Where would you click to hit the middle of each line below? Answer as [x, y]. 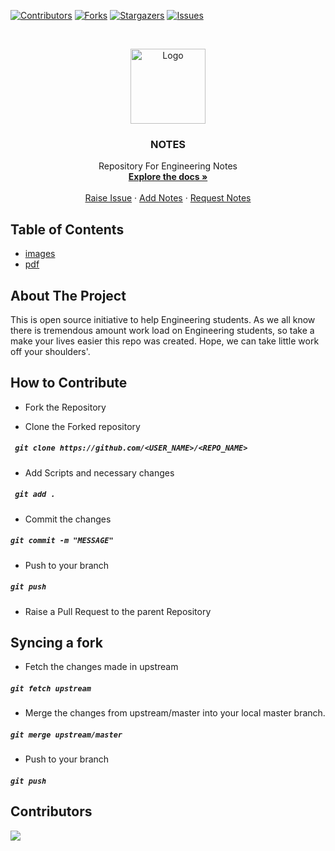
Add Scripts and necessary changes [99, 472]
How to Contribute [69, 383]
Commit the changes [68, 519]
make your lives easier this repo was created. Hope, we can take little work [165, 341]
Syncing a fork [56, 643]
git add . [35, 495]
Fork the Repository [65, 407]
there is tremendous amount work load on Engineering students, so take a [162, 330]
